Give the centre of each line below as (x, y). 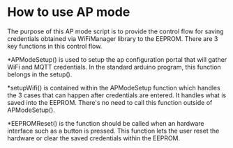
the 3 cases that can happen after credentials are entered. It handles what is (117, 95)
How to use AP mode (69, 12)
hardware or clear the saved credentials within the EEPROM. (94, 138)
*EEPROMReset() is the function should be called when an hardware (106, 123)
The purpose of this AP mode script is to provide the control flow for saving (116, 31)
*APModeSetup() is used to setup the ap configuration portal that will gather (117, 59)
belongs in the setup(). (40, 74)
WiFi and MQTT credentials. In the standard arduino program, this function (114, 67)
